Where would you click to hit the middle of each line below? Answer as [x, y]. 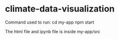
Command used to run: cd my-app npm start [50, 22]
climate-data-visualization [60, 9]
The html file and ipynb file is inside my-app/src [53, 31]
